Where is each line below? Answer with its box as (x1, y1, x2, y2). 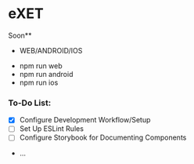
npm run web (19, 60, 63, 71)
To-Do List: (8, 97, 52, 108)
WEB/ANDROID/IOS (19, 46, 83, 55)
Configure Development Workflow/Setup (19, 115, 151, 125)
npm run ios (19, 78, 59, 87)
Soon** (8, 31, 33, 40)
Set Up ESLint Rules (19, 124, 84, 133)
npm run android (19, 69, 74, 78)
